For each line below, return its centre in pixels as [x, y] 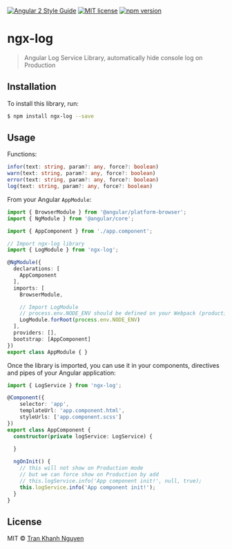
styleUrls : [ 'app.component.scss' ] [71, 417]
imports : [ [29, 288]
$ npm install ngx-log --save [51, 116]
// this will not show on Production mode [81, 468]
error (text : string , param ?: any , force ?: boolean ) [83, 180]
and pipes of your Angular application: [61, 373]
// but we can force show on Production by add [89, 475]
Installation [32, 87]
